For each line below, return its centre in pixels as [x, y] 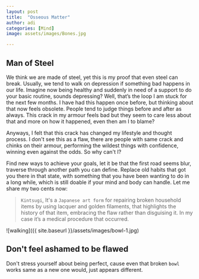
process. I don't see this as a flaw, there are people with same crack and [95, 139]
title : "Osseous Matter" [38, 17]
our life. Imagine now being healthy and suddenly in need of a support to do [99, 90]
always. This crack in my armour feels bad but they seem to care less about [99, 115]
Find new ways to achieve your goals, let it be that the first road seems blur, [99, 163]
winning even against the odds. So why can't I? [64, 151]
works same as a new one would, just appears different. [75, 270]
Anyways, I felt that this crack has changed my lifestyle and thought [89, 133]
